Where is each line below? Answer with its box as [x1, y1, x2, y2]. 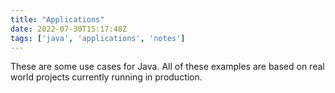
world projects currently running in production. [10, 71, 203, 83]
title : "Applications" [10, 14, 105, 25]
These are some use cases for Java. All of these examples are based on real [10, 61, 325, 73]
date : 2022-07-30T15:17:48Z [10, 24, 128, 34]
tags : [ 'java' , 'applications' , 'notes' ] [10, 33, 186, 43]
